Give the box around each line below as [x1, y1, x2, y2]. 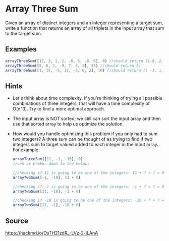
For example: [12, 147, 40, 153]
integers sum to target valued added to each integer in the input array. [12, 142, 159, 148]
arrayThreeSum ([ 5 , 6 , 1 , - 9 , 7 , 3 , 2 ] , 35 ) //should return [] [5, 63, 141, 68]
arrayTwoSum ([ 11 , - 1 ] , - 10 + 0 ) [12, 203, 81, 208]
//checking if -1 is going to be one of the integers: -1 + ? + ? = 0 [12, 184, 164, 189]
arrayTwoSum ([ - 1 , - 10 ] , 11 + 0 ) [12, 175, 81, 180]
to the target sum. [5, 30, 42, 36]
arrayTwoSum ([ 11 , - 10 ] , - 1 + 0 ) [12, 189, 81, 194]
